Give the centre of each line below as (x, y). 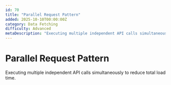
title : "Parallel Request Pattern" (43, 15)
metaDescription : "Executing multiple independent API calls (72, 33)
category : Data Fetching (32, 24)
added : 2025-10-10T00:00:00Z (36, 19)
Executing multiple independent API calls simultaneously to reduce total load (85, 72)
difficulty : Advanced (28, 29)
